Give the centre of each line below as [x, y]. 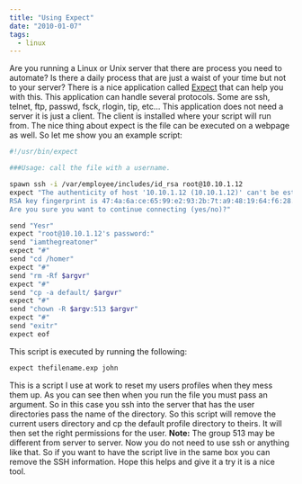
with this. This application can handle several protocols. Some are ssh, [140, 97]
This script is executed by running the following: [98, 351]
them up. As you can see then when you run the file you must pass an [138, 394]
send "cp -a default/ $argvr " [66, 292]
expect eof [30, 334]
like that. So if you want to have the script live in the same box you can [140, 452]
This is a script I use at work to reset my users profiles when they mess [141, 385]
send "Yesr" [31, 226]
